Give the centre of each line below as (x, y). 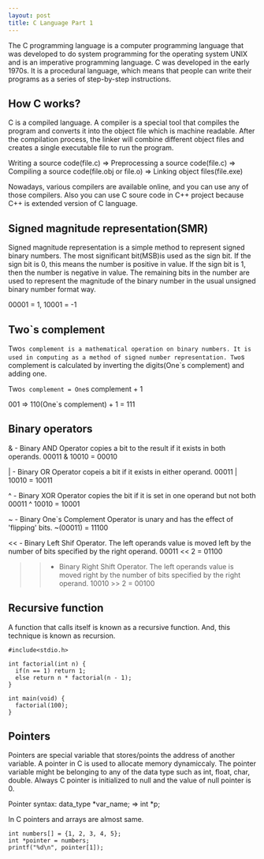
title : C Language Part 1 (50, 23)
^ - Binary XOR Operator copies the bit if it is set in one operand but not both (132, 495)
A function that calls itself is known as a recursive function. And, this (119, 627)
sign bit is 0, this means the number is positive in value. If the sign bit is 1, (127, 264)
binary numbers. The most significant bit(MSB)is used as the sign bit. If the (130, 256)
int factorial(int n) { (47, 664)
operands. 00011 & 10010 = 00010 (63, 456)
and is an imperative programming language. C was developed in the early (129, 62)
